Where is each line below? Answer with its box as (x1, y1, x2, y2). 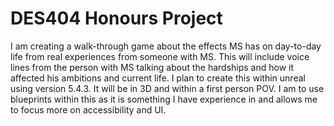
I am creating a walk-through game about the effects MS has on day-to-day (10, 40, 322, 52)
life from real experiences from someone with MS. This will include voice (10, 50, 310, 62)
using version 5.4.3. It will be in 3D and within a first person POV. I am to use (10, 82, 325, 94)
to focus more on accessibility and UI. (10, 103, 167, 116)
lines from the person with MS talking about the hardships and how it (10, 61, 295, 73)
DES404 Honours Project (10, 7, 223, 30)
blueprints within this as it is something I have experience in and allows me (10, 93, 318, 105)
